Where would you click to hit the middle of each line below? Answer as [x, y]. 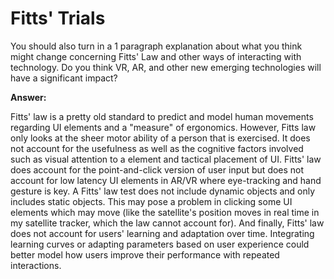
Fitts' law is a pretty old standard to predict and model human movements [162, 116]
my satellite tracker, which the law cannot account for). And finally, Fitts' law [167, 223]
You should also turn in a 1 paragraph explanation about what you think [156, 46]
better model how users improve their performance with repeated [145, 254]
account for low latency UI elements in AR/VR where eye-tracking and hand [166, 180]
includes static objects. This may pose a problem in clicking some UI [151, 201]
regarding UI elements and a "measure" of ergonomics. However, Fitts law [163, 127]
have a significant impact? [64, 78]
